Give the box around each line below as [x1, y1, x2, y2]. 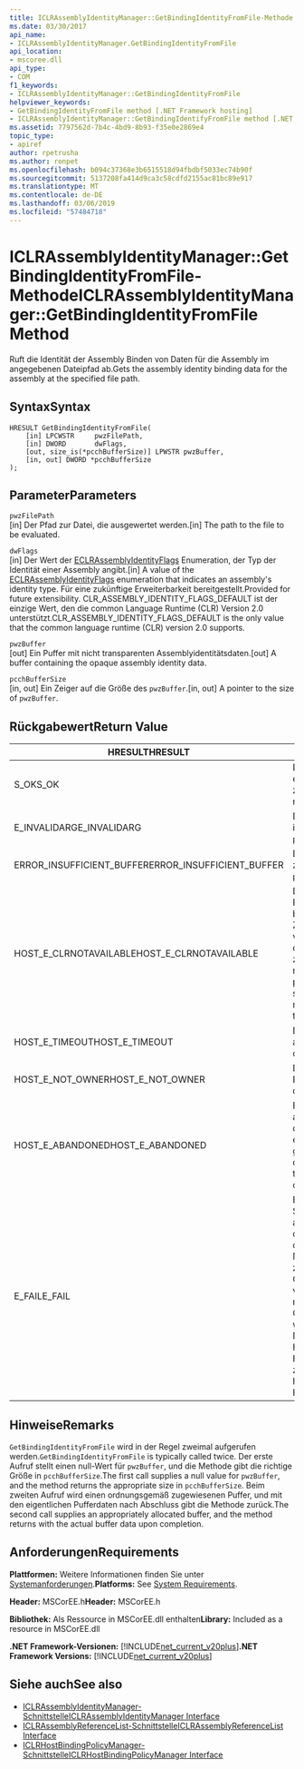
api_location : [9, 47, 63, 56]
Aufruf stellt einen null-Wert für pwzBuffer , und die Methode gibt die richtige [9, 1460, 292, 1471]
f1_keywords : [9, 81, 59, 90]
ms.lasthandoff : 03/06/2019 [9, 199, 116, 209]
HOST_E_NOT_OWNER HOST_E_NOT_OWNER [14, 1073, 205, 1086]
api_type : [9, 64, 47, 74]
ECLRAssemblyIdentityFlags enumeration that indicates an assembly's [9, 574, 272, 585]
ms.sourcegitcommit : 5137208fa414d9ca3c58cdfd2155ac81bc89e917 [9, 173, 253, 182]
